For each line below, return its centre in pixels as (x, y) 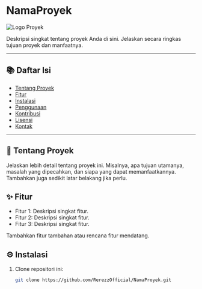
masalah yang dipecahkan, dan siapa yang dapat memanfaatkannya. (91, 171)
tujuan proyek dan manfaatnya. (44, 45)
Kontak (24, 126)
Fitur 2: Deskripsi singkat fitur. (52, 218)
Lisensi (24, 120)
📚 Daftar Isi (29, 71)
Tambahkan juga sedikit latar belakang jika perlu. (67, 178)
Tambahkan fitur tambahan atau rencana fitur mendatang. (78, 236)
